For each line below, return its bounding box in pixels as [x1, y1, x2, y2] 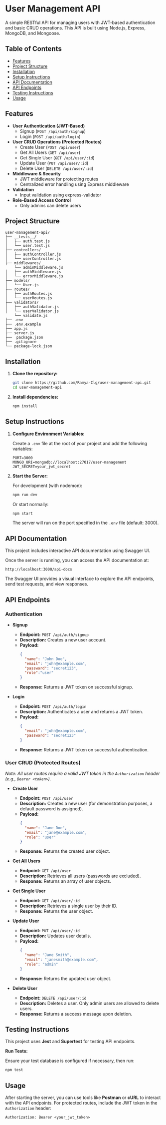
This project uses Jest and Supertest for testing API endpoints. [5, 1039, 136, 1045]
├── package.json [5, 335, 43, 340]
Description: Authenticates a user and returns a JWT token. [19, 709, 144, 715]
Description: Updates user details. [19, 933, 91, 939]
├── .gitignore [5, 339, 37, 345]
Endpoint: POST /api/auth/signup [19, 631, 89, 637]
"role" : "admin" [24, 962, 58, 967]
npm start [12, 511, 33, 516]
